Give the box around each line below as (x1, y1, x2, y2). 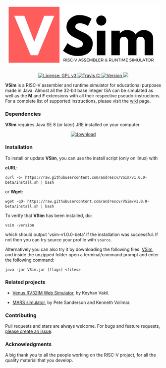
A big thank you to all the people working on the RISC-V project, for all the (5, 352, 156, 358)
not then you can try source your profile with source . (5, 236, 112, 242)
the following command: (5, 257, 55, 263)
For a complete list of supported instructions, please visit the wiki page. (5, 98, 151, 104)
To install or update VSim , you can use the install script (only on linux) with (5, 155, 158, 161)
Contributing (5, 312, 37, 319)
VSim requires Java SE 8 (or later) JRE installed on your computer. (5, 122, 141, 128)
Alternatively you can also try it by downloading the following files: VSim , (5, 246, 154, 252)
